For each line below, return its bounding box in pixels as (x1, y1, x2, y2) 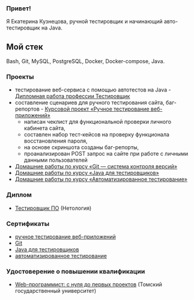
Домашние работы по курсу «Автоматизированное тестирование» (14, 176, 188, 183)
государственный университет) (14, 287, 97, 295)
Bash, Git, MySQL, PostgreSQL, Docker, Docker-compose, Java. (6, 58, 165, 65)
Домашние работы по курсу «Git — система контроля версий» (14, 163, 178, 170)
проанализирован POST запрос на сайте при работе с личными (23, 150, 189, 158)
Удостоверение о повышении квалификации (6, 267, 145, 275)
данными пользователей (23, 156, 88, 164)
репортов (14, 105, 40, 112)
